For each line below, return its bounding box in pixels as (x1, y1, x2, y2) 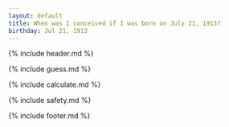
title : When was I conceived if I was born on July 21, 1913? (8, 19, 221, 27)
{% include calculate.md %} (8, 80, 101, 89)
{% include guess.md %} (8, 64, 91, 74)
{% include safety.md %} (8, 96, 92, 105)
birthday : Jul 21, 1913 (8, 27, 88, 35)
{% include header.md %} (8, 49, 94, 59)
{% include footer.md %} (8, 111, 91, 121)
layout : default (8, 11, 63, 20)
